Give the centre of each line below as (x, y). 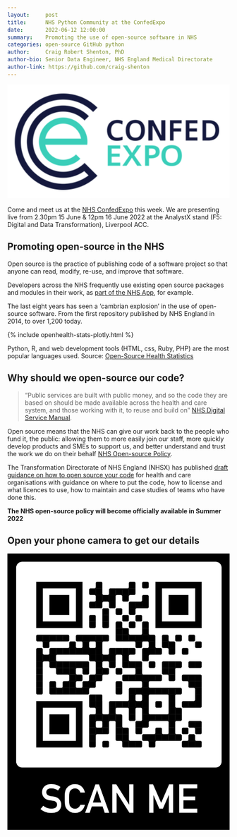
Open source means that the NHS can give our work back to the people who (118, 431)
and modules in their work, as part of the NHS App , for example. (101, 292)
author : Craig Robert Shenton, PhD (66, 52)
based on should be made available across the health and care (116, 403)
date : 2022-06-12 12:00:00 (56, 30)
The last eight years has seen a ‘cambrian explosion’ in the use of (102, 306)
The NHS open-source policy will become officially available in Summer (114, 511)
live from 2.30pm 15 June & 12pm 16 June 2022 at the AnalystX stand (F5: (115, 217)
